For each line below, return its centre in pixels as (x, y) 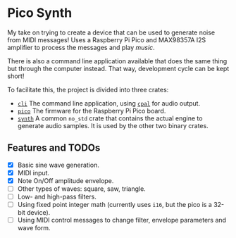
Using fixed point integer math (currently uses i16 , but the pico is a (115, 205)
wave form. (34, 228)
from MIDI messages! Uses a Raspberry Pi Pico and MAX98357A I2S (107, 39)
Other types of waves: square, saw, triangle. (81, 189)
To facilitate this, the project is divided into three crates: (88, 89)
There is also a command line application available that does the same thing (117, 61)
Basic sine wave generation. (58, 165)
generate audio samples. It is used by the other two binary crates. (113, 125)
